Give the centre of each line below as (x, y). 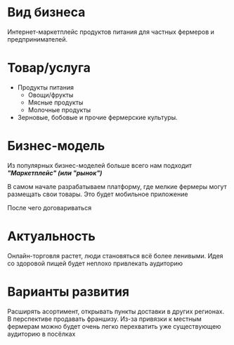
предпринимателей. (38, 39)
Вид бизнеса (46, 12)
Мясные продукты (56, 102)
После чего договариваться (50, 207)
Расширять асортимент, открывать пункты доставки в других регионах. (116, 311)
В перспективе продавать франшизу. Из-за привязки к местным (104, 319)
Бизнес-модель (56, 146)
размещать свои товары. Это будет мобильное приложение (98, 194)
